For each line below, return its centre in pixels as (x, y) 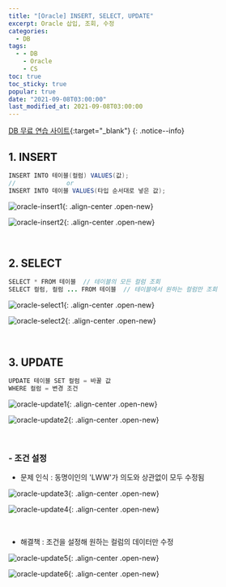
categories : (28, 31)
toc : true (25, 76)
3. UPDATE (36, 362)
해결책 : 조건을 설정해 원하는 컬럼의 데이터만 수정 (97, 541)
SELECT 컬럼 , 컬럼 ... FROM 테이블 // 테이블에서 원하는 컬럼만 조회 (113, 289)
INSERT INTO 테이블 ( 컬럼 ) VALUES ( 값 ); (69, 176)
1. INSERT (33, 157)
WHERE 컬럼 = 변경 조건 (43, 388)
